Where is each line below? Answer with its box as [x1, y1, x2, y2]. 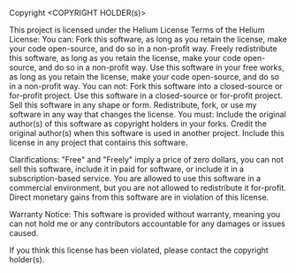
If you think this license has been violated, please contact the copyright [9, 245, 269, 255]
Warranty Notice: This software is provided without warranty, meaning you [9, 209, 281, 219]
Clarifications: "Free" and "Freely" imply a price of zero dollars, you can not [9, 155, 285, 164]
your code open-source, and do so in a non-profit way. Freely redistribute [9, 43, 277, 54]
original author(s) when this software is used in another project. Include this [9, 128, 285, 138]
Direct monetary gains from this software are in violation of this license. [9, 192, 269, 202]
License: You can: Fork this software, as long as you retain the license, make [9, 34, 287, 44]
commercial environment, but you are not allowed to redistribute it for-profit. [9, 183, 287, 193]
